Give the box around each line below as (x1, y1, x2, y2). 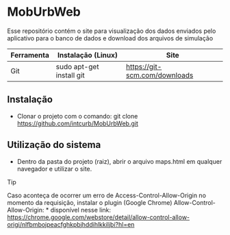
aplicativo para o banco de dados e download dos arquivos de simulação (7, 34, 214, 42)
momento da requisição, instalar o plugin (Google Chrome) (7, 198, 172, 206)
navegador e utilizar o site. (16, 164, 92, 173)
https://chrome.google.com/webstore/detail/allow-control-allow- (7, 213, 190, 221)
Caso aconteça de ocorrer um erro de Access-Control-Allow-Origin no (7, 191, 207, 199)
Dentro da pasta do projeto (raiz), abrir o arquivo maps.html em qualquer (16, 157, 222, 165)
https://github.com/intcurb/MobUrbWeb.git (16, 119, 139, 127)
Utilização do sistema (7, 139, 101, 151)
